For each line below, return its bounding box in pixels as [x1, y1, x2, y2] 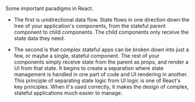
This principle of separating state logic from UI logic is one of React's [13, 77, 181, 84]
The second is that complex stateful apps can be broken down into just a [13, 46, 189, 53]
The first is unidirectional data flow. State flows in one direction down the [13, 16, 190, 23]
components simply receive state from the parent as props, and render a [13, 58, 189, 65]
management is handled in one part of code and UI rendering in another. [13, 71, 188, 78]
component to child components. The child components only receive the [13, 29, 189, 36]
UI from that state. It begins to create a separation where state [13, 65, 164, 72]
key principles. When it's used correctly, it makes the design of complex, [13, 83, 189, 90]
